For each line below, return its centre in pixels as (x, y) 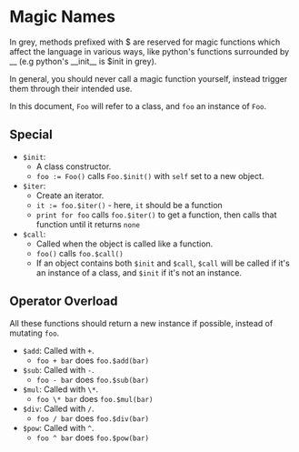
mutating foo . (35, 333)
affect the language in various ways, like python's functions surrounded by (149, 51)
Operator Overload (64, 301)
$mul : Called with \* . (60, 389)
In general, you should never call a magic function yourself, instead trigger (149, 78)
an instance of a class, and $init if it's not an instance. (139, 272)
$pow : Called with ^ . (58, 427)
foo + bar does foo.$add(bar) (93, 360)
